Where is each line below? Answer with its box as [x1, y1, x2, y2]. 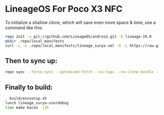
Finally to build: [5, 83, 53, 91]
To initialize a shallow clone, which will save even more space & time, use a [5, 19, 156, 25]
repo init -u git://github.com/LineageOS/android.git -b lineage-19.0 [5, 34, 152, 39]
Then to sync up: [5, 57, 58, 65]
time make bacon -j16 [5, 105, 49, 110]
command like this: [5, 24, 43, 30]
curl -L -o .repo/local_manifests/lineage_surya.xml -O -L [5, 43, 128, 48]
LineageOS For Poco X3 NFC [5, 3, 123, 15]
